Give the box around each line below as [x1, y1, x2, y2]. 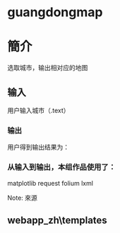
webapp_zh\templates [7, 214, 107, 226]
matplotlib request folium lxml [7, 179, 94, 187]
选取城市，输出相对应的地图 [7, 64, 88, 72]
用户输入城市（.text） [7, 106, 70, 114]
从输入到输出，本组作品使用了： [7, 162, 116, 172]
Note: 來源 [7, 193, 37, 202]
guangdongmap [7, 4, 103, 20]
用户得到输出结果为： [7, 143, 69, 152]
